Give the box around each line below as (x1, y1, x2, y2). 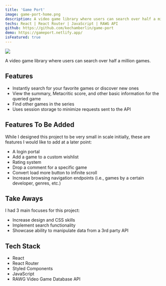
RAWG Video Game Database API (12, 276, 81, 282)
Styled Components (12, 266, 53, 272)
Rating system (12, 159, 41, 165)
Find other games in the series (12, 101, 75, 107)
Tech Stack (5, 242, 41, 250)
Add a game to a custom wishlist (12, 154, 79, 160)
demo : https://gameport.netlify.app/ (5, 30, 83, 35)
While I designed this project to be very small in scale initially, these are (5, 134, 151, 140)
